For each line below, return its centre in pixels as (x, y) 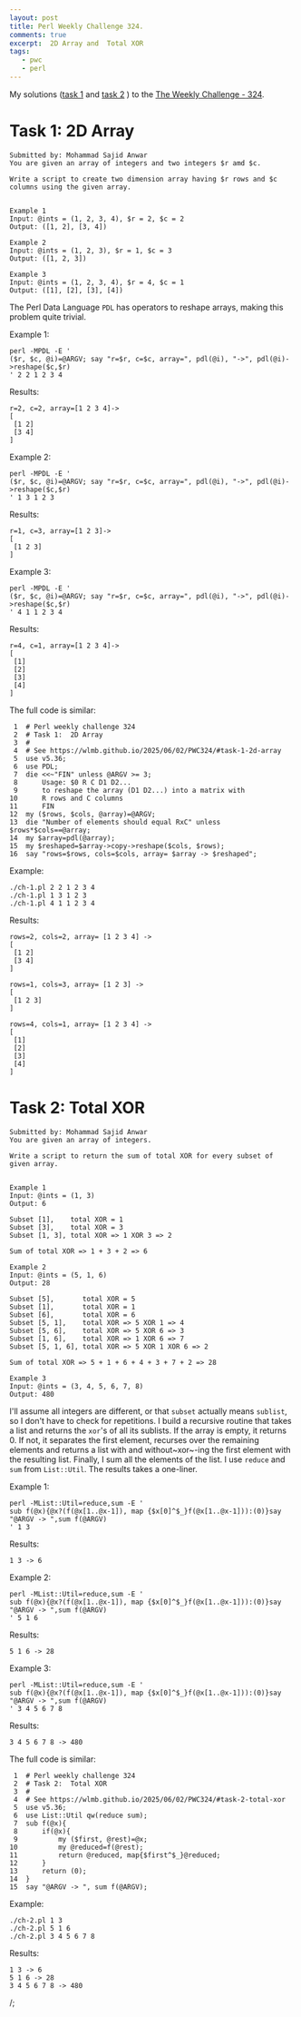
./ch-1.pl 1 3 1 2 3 (49, 895)
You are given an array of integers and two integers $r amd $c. (135, 163)
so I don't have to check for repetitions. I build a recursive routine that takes (150, 1420)
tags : (19, 52)
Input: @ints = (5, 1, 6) (58, 1275)
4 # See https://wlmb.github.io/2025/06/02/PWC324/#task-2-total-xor (149, 1799)
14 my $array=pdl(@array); (63, 838)
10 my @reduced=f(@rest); (77, 1847)
